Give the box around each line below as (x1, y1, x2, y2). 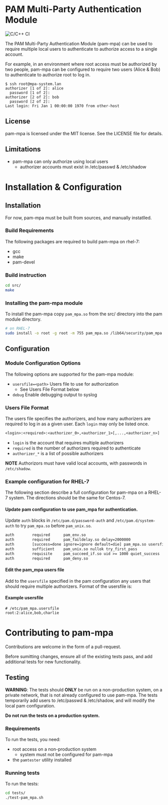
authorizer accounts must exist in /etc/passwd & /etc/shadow (19, 163, 146, 169)
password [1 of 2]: (9, 90, 50, 95)
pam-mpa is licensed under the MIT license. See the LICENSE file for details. (5, 130, 163, 136)
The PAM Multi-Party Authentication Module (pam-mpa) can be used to (5, 40, 152, 46)
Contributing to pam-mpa (5, 627, 113, 639)
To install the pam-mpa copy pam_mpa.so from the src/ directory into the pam (5, 311, 162, 317)
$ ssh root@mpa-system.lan (5, 81, 61, 86)
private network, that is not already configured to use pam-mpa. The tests (5, 692, 158, 698)
